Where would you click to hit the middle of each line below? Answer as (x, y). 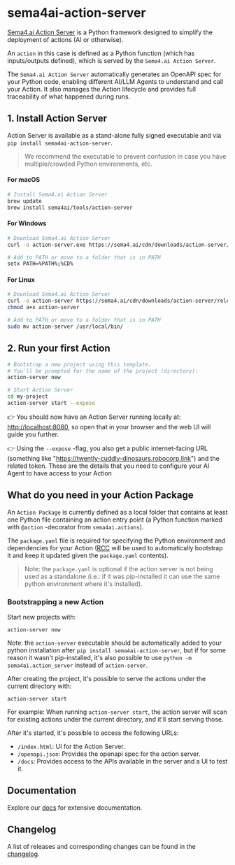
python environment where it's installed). (83, 584)
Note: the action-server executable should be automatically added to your (115, 643)
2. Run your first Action (59, 349)
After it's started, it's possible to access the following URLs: (93, 733)
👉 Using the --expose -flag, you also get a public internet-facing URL (108, 448)
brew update (24, 201)
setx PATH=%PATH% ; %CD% (40, 264)
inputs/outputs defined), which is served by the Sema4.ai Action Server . (112, 60)
